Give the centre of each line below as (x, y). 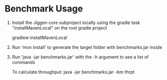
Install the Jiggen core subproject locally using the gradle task (76, 22)
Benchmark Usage (44, 9)
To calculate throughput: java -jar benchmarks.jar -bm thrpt (73, 72)
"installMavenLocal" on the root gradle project (59, 27)
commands (23, 62)
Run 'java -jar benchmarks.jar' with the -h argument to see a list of (80, 57)
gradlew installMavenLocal (39, 37)
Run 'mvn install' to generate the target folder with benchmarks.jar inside (87, 47)
